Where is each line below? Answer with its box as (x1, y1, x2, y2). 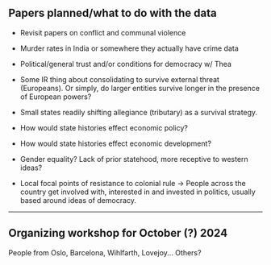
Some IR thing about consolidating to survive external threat (19, 74, 220, 84)
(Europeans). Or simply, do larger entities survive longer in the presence (19, 83, 261, 93)
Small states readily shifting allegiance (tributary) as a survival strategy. (19, 107, 258, 117)
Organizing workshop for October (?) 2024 (8, 226, 228, 240)
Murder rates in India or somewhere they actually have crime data (19, 43, 240, 53)
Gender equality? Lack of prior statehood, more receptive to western (19, 154, 248, 164)
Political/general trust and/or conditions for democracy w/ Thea (19, 59, 232, 68)
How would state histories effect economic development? (19, 139, 212, 148)
